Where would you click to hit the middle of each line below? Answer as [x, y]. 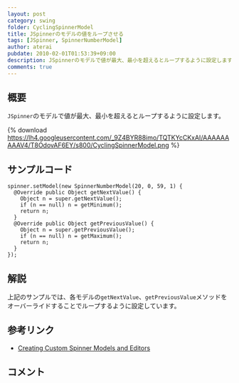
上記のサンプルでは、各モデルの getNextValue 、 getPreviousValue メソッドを [117, 297]
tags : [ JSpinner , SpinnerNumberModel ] [65, 41]
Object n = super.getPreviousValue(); [78, 230]
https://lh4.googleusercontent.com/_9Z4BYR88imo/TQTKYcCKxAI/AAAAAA [118, 138]
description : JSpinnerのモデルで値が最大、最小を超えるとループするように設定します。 [122, 61]
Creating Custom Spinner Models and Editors [84, 348]
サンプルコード [40, 169]
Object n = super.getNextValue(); [71, 199]
